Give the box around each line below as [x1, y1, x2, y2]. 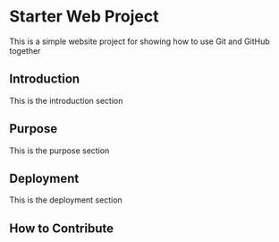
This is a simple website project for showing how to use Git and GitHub [9, 36, 270, 47]
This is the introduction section [9, 95, 123, 106]
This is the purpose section [9, 145, 110, 156]
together [9, 45, 41, 56]
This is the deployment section [9, 194, 123, 205]
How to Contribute [9, 220, 114, 236]
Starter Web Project [9, 6, 159, 27]
